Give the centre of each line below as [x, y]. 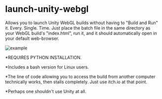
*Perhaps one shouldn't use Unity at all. [46, 91]
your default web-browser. [32, 38]
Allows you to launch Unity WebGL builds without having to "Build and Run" [82, 23]
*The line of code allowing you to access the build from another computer [80, 76]
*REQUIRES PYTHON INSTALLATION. [44, 57]
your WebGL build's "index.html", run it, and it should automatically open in [81, 33]
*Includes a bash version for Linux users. [47, 67]
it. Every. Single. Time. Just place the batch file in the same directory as [78, 28]
